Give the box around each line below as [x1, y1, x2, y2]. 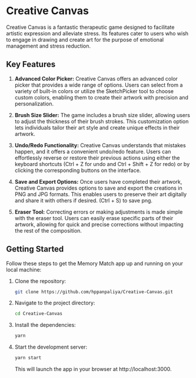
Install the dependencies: [14, 321, 77, 329]
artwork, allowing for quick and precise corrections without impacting [14, 221, 184, 228]
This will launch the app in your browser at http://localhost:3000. [14, 366, 172, 373]
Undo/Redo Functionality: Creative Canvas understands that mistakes [14, 141, 187, 148]
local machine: [6, 266, 42, 273]
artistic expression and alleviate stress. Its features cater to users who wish [6, 29, 189, 37]
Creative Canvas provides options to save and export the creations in [14, 184, 182, 191]
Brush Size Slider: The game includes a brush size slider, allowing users [14, 111, 190, 118]
